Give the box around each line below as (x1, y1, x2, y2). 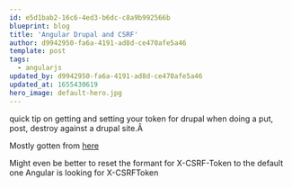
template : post (9, 47, 66, 56)
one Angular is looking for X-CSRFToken (9, 167, 159, 178)
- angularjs (17, 64, 63, 73)
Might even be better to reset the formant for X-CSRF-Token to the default (9, 157, 284, 168)
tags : (9, 55, 30, 64)
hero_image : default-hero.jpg (9, 88, 123, 97)
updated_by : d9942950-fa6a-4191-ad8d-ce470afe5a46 (9, 72, 203, 81)
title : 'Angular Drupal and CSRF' (9, 30, 139, 39)
